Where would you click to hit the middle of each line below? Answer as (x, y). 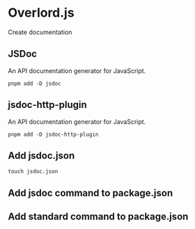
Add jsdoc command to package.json (91, 193)
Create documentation (40, 32)
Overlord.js (41, 13)
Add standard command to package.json (98, 217)
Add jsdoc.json (41, 156)
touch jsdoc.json (33, 172)
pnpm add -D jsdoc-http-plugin (53, 134)
